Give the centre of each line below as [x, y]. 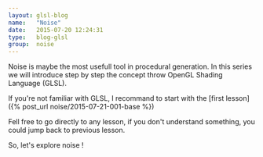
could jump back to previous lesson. [67, 130]
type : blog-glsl [38, 37]
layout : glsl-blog [38, 15]
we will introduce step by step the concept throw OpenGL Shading [115, 75]
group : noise [31, 45]
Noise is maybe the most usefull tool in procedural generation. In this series [130, 66]
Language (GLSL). [37, 84]
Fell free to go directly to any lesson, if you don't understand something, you [131, 122]
